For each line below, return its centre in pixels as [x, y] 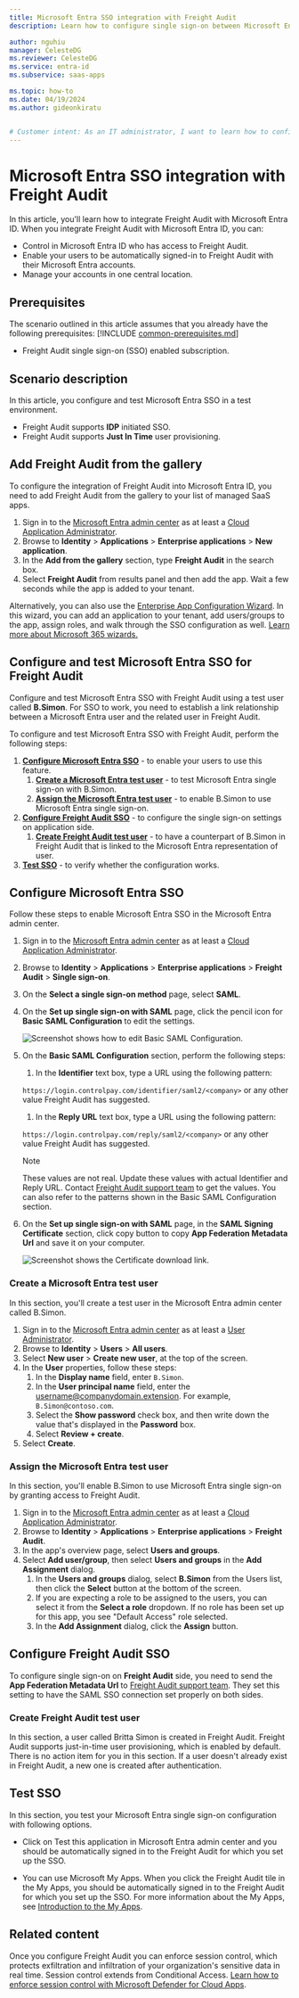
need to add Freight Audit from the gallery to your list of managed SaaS [140, 495]
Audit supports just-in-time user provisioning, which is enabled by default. [145, 1747]
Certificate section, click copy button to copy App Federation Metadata [155, 1233]
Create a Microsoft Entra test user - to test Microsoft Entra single [156, 779]
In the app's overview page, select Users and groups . [121, 1550]
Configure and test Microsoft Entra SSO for [130, 662]
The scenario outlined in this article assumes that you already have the [139, 324]
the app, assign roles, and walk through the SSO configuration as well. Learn [149, 624]
